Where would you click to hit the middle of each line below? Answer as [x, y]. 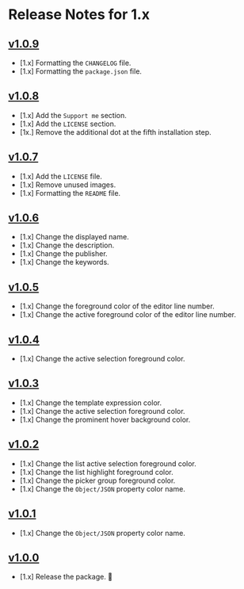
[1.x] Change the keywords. [64, 262]
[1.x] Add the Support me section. [73, 115]
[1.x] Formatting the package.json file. [81, 71]
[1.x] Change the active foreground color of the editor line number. [128, 315]
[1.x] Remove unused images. [68, 185]
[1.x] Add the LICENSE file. [61, 176]
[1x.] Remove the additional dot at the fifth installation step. [115, 132]
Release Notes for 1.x [79, 15]
